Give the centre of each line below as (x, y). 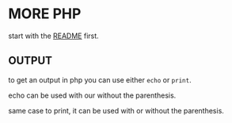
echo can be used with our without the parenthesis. (92, 95)
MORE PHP (45, 14)
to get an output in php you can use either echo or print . (100, 79)
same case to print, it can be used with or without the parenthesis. (116, 110)
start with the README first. (53, 36)
